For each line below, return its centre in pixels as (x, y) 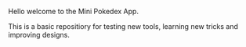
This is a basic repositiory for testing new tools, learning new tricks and (123, 26)
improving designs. (39, 35)
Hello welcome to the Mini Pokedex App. (74, 11)
